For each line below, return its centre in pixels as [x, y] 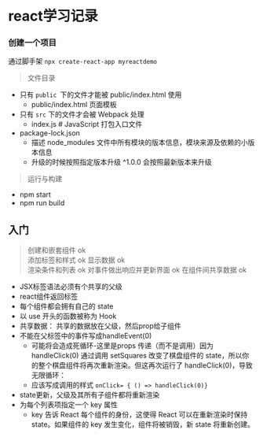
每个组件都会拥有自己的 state [66, 306]
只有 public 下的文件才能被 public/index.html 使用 [100, 94]
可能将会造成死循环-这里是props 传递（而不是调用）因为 [122, 346]
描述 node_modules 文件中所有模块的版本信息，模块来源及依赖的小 [140, 143]
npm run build [42, 203]
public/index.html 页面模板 [74, 105]
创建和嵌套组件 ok [57, 250]
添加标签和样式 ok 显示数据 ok [76, 260]
